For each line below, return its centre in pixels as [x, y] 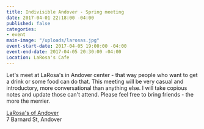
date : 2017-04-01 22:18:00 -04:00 [50, 18]
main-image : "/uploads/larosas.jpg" [53, 40]
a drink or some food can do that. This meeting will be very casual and [95, 81]
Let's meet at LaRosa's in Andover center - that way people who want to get [102, 75]
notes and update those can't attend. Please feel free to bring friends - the [100, 94]
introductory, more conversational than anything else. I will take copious [97, 88]
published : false [28, 23]
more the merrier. [28, 101]
